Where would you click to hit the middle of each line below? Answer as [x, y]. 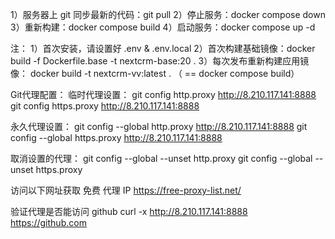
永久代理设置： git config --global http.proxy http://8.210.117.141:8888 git [159, 126]
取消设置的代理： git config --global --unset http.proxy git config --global [161, 158]
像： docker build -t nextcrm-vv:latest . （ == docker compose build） [155, 73]
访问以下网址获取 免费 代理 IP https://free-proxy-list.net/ [126, 190]
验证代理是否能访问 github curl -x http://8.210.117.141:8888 [129, 211]
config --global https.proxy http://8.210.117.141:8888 [116, 137]
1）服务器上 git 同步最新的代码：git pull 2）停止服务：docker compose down [168, 14]
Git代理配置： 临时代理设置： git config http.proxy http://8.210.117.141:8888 [163, 94]
